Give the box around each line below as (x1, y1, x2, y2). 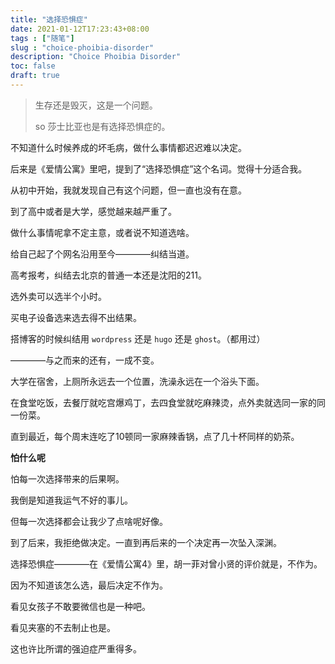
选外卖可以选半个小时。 (10, 290, 107, 302)
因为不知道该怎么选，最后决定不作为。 (10, 579, 168, 591)
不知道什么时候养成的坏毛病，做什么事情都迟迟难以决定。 (10, 141, 247, 153)
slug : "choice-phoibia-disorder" (10, 42, 155, 53)
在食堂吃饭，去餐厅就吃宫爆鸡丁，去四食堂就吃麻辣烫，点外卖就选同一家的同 (10, 396, 326, 408)
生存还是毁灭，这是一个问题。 (34, 99, 158, 111)
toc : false (10, 61, 56, 71)
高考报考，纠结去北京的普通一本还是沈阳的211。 (10, 269, 207, 281)
